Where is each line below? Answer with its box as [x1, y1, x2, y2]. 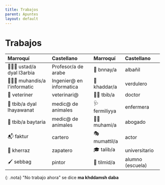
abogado [125, 118, 146, 125]
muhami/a [93, 122, 117, 129]
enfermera [125, 103, 149, 110]
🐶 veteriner [7, 92, 33, 98]
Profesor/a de [52, 63, 83, 70]
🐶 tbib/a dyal [7, 100, 37, 107]
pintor [52, 159, 66, 166]
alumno [125, 156, 142, 163]
